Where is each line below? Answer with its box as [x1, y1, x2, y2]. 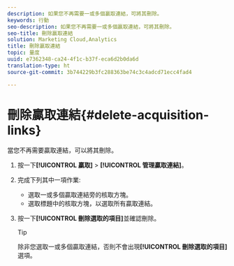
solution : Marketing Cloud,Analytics [7, 36, 117, 43]
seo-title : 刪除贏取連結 [7, 29, 73, 37]
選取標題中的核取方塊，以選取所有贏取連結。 [27, 200, 157, 208]
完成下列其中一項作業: [17, 176, 81, 184]
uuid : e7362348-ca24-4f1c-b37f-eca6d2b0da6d [7, 56, 139, 63]
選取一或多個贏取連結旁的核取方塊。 [27, 191, 133, 199]
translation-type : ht [7, 62, 71, 69]
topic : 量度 [7, 50, 40, 57]
